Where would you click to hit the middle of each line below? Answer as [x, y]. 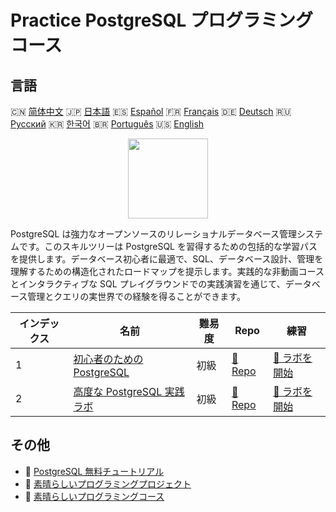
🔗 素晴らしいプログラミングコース [94, 496]
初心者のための [108, 359]
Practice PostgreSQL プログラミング [161, 20]
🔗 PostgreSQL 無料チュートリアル [94, 471]
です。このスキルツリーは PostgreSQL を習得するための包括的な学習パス [168, 246]
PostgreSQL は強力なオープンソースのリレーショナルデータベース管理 [153, 234]
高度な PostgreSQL [118, 391]
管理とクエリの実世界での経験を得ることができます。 [136, 296]
